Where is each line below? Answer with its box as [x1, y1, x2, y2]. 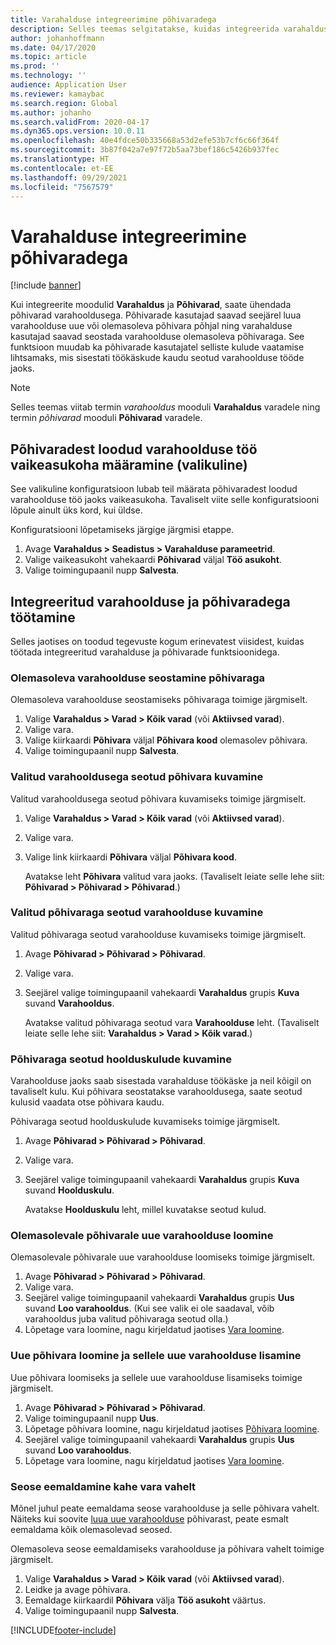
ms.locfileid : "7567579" [10, 182, 114, 192]
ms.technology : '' [10, 71, 87, 81]
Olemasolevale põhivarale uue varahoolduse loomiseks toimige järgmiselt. [10, 1251, 316, 1263]
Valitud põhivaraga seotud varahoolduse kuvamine [10, 906, 264, 920]
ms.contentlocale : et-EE [10, 163, 114, 173]
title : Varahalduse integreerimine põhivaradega [10, 14, 217, 25]
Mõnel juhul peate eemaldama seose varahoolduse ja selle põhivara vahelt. [10, 1502, 320, 1515]
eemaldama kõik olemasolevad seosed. [10, 1524, 173, 1536]
